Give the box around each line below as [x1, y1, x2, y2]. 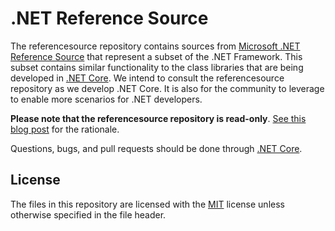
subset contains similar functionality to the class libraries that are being [10, 61, 304, 73]
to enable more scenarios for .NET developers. [10, 93, 203, 105]
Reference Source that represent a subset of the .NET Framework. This [10, 50, 303, 62]
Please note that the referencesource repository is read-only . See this [10, 112, 307, 124]
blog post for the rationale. [10, 123, 120, 135]
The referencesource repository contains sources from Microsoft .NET [10, 40, 301, 52]
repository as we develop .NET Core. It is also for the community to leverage [10, 82, 325, 94]
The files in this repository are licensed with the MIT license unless [10, 198, 285, 210]
